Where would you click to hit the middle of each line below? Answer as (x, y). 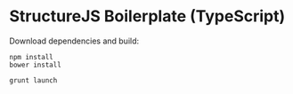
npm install (31, 57)
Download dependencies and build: (74, 41)
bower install (36, 65)
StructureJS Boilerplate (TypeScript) (147, 16)
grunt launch (33, 80)
